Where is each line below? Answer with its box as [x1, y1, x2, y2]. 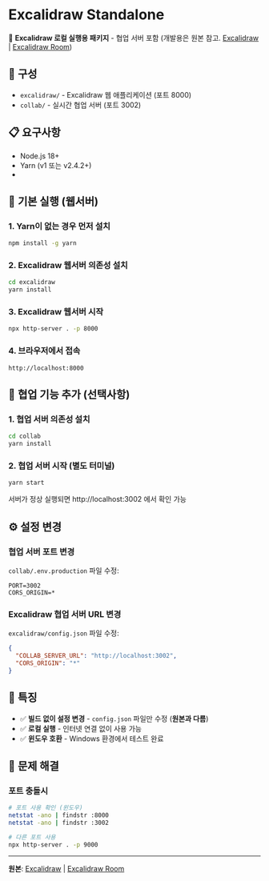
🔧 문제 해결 [8, 759, 60, 773]
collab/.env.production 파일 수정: [8, 566, 119, 575]
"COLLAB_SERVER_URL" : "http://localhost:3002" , [15, 652, 178, 660]
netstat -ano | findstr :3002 [8, 819, 110, 827]
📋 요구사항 [8, 126, 62, 139]
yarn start [8, 479, 45, 487]
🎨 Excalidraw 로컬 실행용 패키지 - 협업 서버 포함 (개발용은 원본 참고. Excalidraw [8, 33, 259, 42]
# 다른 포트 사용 [8, 833, 56, 841]
